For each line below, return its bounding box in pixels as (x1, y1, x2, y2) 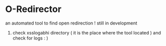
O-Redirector (5, 3, 62, 15)
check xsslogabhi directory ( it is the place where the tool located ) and (12, 29, 161, 35)
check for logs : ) (12, 35, 49, 41)
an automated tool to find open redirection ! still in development (5, 20, 138, 26)
